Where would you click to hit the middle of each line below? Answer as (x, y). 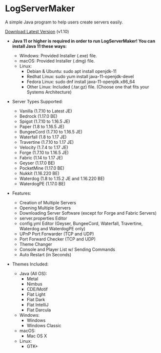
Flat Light (36, 294)
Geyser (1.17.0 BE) (37, 163)
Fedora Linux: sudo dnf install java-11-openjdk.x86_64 (81, 82)
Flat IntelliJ (38, 305)
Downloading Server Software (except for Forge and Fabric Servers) (88, 213)
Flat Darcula (39, 310)
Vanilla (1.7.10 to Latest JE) (46, 111)
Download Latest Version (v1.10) (37, 31)
